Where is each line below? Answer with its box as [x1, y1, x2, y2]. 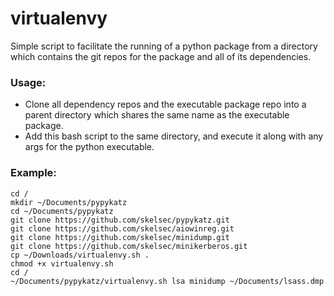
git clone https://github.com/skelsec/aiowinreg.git [10, 223, 235, 234]
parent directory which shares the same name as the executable [24, 109, 290, 121]
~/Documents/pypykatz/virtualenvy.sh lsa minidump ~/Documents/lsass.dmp [10, 276, 325, 286]
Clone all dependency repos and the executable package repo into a [24, 98, 307, 111]
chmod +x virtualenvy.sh [10, 258, 114, 269]
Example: [10, 166, 57, 180]
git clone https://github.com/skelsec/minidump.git [10, 232, 230, 242]
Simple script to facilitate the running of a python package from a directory [10, 40, 318, 52]
